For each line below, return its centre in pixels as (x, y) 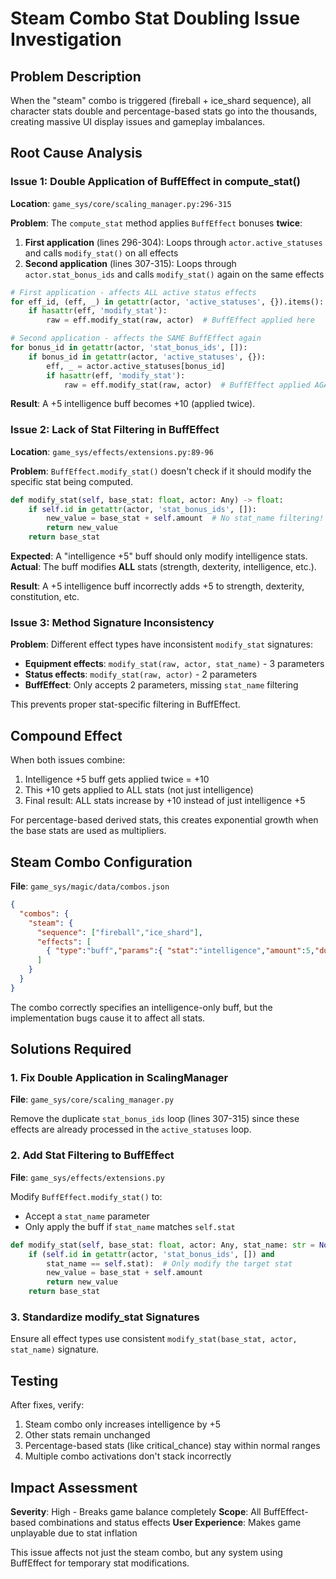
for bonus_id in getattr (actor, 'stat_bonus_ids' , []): (129, 348)
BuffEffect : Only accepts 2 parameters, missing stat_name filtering (161, 685)
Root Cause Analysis (76, 153)
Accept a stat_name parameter (87, 1216)
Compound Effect (66, 735)
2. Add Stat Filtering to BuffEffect (92, 1155)
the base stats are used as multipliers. (88, 831)
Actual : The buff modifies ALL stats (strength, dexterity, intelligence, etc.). (163, 567)
